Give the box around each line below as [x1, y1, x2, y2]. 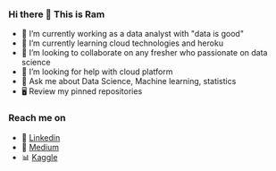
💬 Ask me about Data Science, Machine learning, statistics [21, 76, 237, 87]
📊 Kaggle [21, 151, 58, 162]
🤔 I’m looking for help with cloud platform [21, 66, 173, 77]
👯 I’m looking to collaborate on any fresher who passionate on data [21, 47, 268, 58]
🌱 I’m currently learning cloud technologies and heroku [21, 38, 224, 48]
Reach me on [8, 112, 66, 124]
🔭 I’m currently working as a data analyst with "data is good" [21, 29, 245, 39]
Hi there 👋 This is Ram [8, 8, 105, 21]
